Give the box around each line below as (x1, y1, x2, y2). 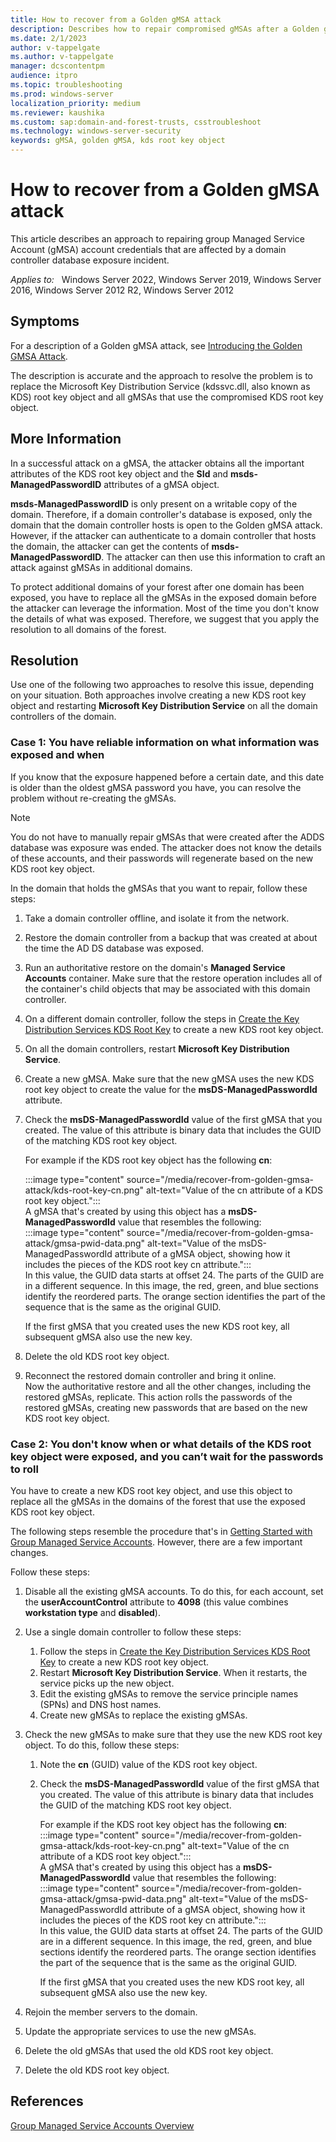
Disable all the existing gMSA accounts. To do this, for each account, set (24, 1585, 324, 1597)
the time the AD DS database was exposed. (24, 942, 205, 954)
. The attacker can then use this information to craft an (101, 551, 326, 563)
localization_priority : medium (10, 98, 141, 108)
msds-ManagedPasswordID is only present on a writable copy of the (10, 497, 298, 510)
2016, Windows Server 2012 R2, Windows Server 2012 (10, 284, 235, 296)
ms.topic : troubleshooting (10, 80, 123, 90)
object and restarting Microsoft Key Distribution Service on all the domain (10, 700, 318, 712)
